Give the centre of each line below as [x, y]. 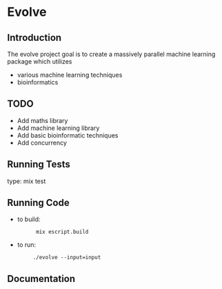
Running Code [39, 203]
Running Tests [39, 164]
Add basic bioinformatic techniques [68, 135]
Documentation [41, 278]
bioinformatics [38, 82]
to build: [29, 219]
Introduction [34, 38]
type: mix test [27, 181]
